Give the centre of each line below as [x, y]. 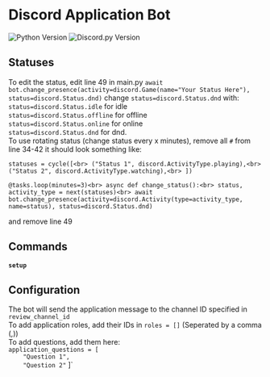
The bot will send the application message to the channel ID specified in [128, 309]
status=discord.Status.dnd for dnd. [68, 132]
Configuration [44, 289]
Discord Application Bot [89, 15]
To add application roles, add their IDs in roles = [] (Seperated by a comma [135, 325]
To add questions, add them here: [64, 342]
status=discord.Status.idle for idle [68, 106]
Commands [38, 247]
